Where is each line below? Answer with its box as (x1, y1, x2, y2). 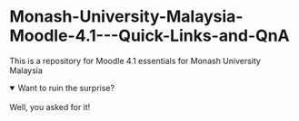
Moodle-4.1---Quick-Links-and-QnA (9, 25, 290, 46)
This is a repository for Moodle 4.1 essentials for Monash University (9, 55, 262, 66)
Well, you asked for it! (9, 101, 91, 112)
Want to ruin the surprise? (17, 82, 115, 93)
